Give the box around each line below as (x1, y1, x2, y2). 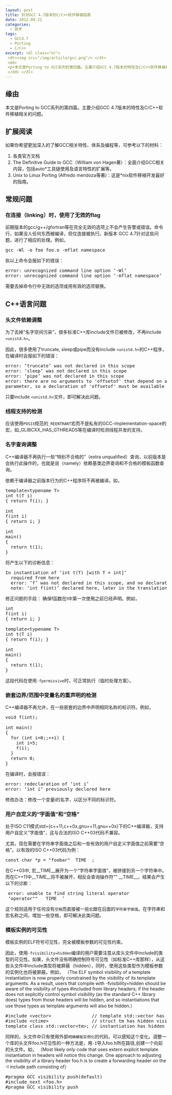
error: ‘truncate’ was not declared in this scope (5, 363, 135, 368)
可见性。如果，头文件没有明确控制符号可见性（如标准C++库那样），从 (14, 956, 160, 963)
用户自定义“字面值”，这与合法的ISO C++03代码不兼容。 (5, 830, 123, 836)
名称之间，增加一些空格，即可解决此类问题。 (9, 912, 104, 918)
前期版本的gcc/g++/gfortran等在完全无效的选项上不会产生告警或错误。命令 (5, 224, 164, 230)
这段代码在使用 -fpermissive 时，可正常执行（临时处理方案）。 (5, 677, 134, 683)
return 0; (10, 755, 35, 761)
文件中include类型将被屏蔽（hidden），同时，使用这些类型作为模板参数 (14, 963, 163, 969)
